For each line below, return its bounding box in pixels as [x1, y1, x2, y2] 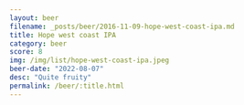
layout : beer [9, 13, 59, 23]
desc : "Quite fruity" [9, 73, 92, 82]
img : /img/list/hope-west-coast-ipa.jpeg [9, 56, 170, 65]
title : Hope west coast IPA [9, 30, 117, 39]
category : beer [9, 38, 68, 48]
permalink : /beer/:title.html [9, 81, 125, 90]
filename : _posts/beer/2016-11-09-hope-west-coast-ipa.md [9, 22, 235, 31]
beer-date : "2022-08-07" [9, 65, 104, 74]
